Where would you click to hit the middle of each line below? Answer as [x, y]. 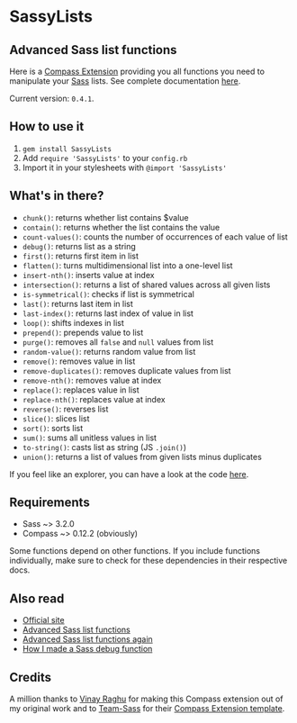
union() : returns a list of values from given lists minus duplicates [142, 456]
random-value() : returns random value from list [109, 351]
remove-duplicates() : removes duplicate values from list [126, 370]
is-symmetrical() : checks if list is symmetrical [108, 294]
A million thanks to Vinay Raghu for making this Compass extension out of [146, 699]
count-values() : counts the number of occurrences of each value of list [155, 237]
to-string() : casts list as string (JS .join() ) [104, 447]
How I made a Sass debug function [87, 649]
